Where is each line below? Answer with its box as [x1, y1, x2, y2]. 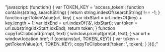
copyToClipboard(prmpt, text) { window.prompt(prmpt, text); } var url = [5, 31, 151, 36]
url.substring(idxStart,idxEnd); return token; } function [5, 25, 116, 31]
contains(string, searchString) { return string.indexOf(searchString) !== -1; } [5, 9, 160, 15]
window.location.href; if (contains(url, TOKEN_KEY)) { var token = [5, 36, 139, 42]
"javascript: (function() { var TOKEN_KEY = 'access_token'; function [5, 4, 144, 10]
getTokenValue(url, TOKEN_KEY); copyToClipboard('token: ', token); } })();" [5, 41, 158, 47]
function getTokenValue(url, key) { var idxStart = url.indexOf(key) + [5, 15, 143, 20]
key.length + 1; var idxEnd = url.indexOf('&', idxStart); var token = [5, 20, 138, 26]
